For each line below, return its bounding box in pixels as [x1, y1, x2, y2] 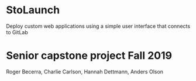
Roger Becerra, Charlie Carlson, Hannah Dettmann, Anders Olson [6, 68, 164, 75]
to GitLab [6, 28, 28, 35]
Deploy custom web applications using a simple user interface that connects [6, 23, 191, 30]
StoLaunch [6, 3, 60, 17]
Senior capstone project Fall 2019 [6, 49, 173, 62]
